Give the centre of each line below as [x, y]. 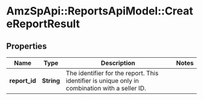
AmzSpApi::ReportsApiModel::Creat [100, 11]
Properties [27, 46]
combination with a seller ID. [106, 88]
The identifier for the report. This [112, 73]
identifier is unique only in [102, 81]
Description [118, 63]
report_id [23, 81]
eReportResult [43, 24]
